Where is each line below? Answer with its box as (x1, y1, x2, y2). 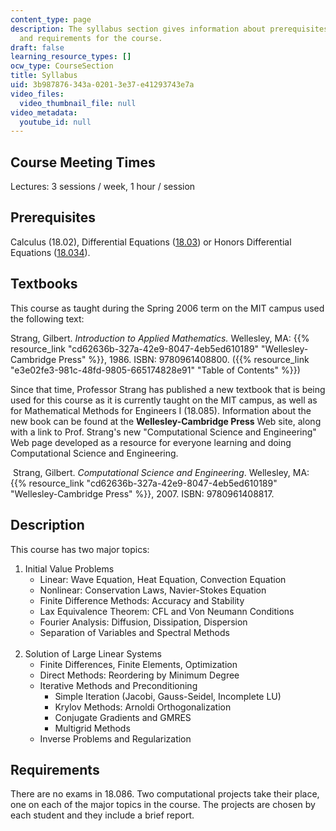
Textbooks (10, 276, 78, 293)
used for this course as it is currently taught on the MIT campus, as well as (10, 394, 318, 406)
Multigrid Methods (54, 722, 131, 734)
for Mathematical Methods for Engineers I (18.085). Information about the (10, 404, 312, 416)
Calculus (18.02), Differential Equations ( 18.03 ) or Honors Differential (10, 236, 292, 248)
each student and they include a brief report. (10, 809, 195, 821)
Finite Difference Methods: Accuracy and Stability (39, 594, 245, 606)
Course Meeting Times (10, 154, 156, 171)
